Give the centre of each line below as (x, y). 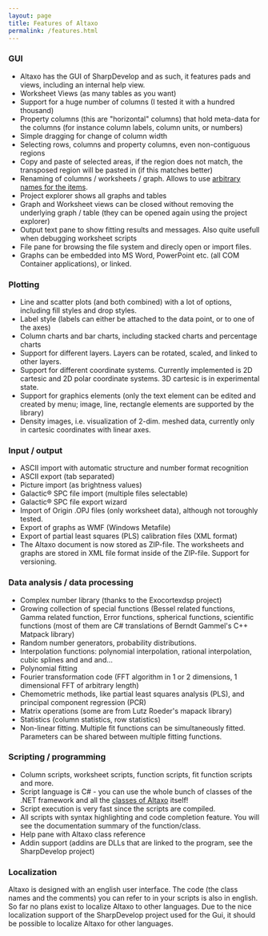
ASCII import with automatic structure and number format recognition (134, 468)
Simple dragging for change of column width (94, 136)
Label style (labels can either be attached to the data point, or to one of (137, 318)
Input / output (36, 450)
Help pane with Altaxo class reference (83, 834)
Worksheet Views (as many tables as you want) (98, 93)
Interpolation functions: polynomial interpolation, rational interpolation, (136, 651)
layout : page (30, 16)
